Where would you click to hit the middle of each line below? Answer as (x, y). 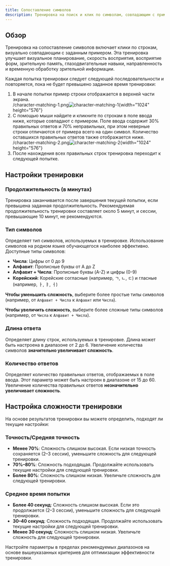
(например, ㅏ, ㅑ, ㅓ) (35, 284)
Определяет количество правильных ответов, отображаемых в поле (80, 374)
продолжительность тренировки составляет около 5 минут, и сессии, (81, 211)
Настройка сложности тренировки (64, 407)
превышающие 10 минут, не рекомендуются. (54, 217)
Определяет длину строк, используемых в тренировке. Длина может (80, 339)
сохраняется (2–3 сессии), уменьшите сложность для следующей (84, 454)
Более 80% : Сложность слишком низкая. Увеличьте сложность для (86, 475)
